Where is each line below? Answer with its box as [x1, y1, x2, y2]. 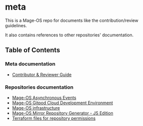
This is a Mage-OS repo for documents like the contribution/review [5, 17, 139, 23]
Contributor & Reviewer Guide [12, 72, 72, 78]
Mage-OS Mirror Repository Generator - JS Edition [12, 110, 113, 116]
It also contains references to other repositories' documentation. [5, 32, 134, 38]
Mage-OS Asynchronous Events [12, 94, 77, 100]
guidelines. [5, 22, 27, 28]
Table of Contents [5, 46, 61, 54]
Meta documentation [5, 61, 56, 67]
